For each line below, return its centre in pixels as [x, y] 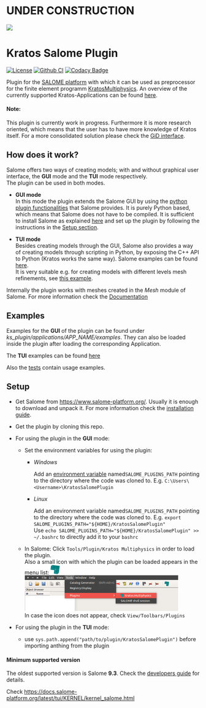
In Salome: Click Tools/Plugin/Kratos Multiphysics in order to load [109, 549]
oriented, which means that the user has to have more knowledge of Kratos [101, 129]
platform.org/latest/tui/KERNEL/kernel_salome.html [71, 698]
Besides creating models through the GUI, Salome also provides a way [104, 245]
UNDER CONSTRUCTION [71, 11]
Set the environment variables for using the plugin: [88, 450]
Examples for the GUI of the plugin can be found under [76, 330]
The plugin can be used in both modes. [56, 183]
